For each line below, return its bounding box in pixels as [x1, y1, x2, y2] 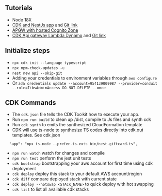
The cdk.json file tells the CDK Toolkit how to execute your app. [12, 112, 140, 118]
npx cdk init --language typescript [12, 60, 86, 65]
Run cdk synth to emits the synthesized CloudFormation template [12, 122, 143, 128]
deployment [12, 166, 36, 172]
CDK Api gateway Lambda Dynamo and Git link [12, 32, 106, 38]
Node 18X [12, 17, 32, 22]
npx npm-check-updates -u [12, 65, 65, 70]
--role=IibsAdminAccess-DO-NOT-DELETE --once [12, 85, 106, 90]
